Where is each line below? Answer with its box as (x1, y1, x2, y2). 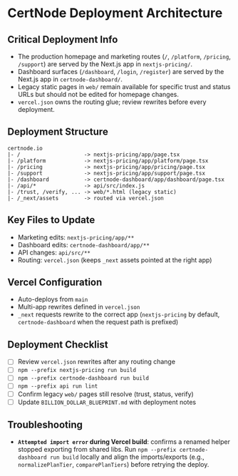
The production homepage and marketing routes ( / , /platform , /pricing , (17, 52, 232, 61)
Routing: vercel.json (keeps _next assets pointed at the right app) (17, 255, 212, 264)
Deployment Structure (7, 126, 108, 138)
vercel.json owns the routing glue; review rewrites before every (17, 98, 207, 106)
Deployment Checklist (7, 338, 108, 351)
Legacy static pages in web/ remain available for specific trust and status (17, 83, 231, 90)
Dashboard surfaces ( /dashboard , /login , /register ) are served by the (17, 68, 224, 76)
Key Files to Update (7, 214, 95, 226)
